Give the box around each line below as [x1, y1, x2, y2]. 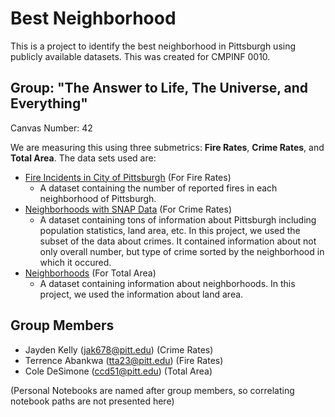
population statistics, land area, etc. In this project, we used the [39, 224, 301, 236]
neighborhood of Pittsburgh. [39, 192, 157, 204]
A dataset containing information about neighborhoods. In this [39, 277, 296, 289]
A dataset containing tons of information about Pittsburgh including [39, 213, 317, 226]
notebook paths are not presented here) [10, 395, 175, 407]
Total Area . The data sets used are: [10, 152, 157, 164]
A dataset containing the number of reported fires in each [39, 182, 278, 194]
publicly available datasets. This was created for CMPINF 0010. [10, 50, 271, 62]
